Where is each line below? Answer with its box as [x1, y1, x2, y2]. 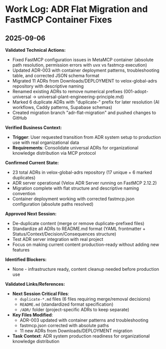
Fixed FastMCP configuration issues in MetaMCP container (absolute [12, 57, 154, 63]
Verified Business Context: [5, 124, 62, 130]
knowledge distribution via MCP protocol [12, 150, 96, 156]
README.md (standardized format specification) [19, 301, 114, 307]
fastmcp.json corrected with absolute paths [19, 323, 109, 328]
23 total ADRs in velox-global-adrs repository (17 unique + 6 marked [12, 169, 153, 175]
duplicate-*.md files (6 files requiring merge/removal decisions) [19, 296, 151, 302]
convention [12, 191, 36, 196]
